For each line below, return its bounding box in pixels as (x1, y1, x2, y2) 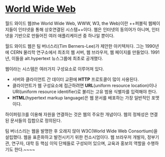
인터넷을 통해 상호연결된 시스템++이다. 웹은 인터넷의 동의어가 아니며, (18, 26, 151, 32)
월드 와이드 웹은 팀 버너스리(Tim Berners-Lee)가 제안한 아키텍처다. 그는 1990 (5, 43, 156, 49)
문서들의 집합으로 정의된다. (10, 117, 62, 124)
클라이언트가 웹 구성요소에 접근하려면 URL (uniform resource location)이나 (12, 82, 157, 88)
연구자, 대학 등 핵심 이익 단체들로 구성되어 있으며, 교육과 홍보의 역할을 (11, 140, 146, 146)
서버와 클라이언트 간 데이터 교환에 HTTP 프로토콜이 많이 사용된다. (12, 76, 139, 82)
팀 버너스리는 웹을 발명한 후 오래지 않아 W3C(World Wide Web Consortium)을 (5, 128, 158, 134)
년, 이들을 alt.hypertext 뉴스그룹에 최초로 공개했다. (5, 55, 103, 61)
